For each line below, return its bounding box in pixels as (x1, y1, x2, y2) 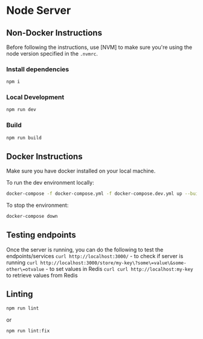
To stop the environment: (6, 201, 69, 209)
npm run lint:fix (6, 328, 50, 334)
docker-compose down (6, 214, 59, 220)
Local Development (6, 93, 65, 101)
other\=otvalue (6, 266, 45, 272)
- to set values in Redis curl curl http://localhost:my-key (45, 265, 193, 272)
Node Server (6, 4, 71, 17)
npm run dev (6, 107, 36, 113)
